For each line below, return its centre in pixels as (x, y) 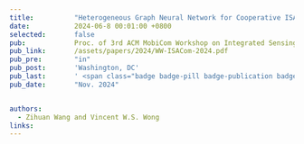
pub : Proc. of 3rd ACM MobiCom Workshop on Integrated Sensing (153, 43)
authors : (26, 109)
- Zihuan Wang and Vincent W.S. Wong (89, 117)
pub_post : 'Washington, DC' (75, 68)
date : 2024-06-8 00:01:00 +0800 (90, 26)
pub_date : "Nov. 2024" (64, 85)
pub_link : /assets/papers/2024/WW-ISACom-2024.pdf (119, 51)
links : (22, 126)
